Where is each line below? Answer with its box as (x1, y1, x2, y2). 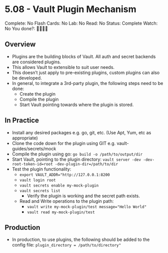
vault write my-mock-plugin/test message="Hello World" (27, 204, 147, 209)
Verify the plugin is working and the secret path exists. (27, 193, 140, 199)
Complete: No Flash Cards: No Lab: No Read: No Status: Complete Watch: (5, 20, 158, 26)
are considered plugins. (12, 59, 61, 65)
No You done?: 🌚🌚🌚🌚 (5, 25, 48, 31)
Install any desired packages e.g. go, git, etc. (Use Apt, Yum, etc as (12, 129, 151, 135)
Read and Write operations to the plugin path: (19, 198, 114, 204)
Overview (5, 40, 36, 49)
